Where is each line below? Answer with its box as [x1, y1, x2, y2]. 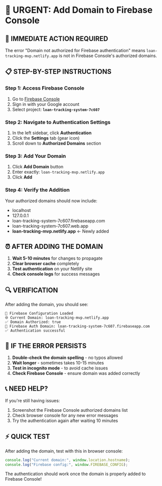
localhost [12, 207, 31, 213]
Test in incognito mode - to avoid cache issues [12, 365, 108, 371]
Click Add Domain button [12, 164, 64, 170]
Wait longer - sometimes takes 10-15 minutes [12, 360, 104, 366]
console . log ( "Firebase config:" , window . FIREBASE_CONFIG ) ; [5, 462, 128, 467]
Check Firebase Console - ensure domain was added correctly [12, 370, 140, 376]
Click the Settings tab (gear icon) [12, 135, 80, 141]
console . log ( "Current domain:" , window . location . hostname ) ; [5, 457, 131, 462]
